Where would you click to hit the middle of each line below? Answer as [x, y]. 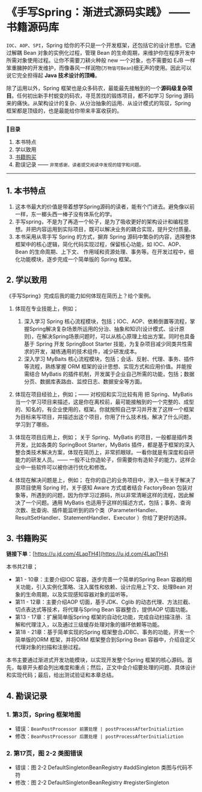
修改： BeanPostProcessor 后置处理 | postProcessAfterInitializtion [99, 736]
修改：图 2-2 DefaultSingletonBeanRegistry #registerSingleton [92, 782]
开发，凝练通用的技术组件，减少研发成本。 [87, 351]
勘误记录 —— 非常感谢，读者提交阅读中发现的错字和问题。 [79, 164]
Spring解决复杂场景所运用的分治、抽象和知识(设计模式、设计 [104, 329]
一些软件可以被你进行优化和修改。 [68, 467]
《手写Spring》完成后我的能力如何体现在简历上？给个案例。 [80, 295]
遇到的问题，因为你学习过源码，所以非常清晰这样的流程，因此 [112, 495]
